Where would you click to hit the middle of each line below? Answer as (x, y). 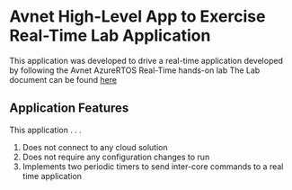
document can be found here (63, 79)
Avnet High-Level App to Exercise (137, 17)
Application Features (69, 109)
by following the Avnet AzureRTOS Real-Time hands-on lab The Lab (135, 70)
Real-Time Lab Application (110, 36)
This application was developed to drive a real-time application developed (146, 60)
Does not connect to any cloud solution (95, 147)
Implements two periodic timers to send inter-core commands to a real (153, 166)
